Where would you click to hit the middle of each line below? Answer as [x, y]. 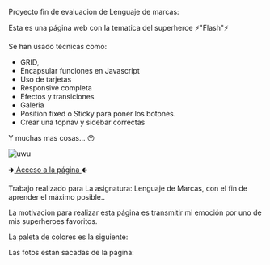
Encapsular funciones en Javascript [80, 71]
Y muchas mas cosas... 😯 [52, 138]
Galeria [32, 105]
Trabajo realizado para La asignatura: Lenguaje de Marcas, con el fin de [128, 188]
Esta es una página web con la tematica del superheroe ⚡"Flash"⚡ [118, 28]
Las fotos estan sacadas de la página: [72, 252]
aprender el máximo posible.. [57, 197]
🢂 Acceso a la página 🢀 [48, 170]
